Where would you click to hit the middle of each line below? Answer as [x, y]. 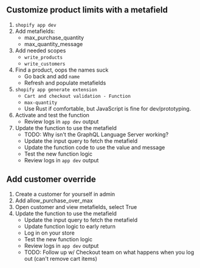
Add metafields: [35, 31]
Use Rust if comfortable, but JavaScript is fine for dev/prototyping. [108, 108]
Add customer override [51, 180]
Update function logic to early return [70, 226]
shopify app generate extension [56, 90]
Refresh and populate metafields [65, 83]
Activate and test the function [52, 115]
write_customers [45, 64]
